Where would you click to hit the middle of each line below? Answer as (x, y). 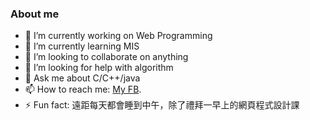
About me (35, 14)
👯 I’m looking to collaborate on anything (106, 57)
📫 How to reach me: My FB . (83, 89)
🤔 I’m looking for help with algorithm (99, 68)
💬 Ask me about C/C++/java (82, 78)
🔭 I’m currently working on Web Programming (118, 36)
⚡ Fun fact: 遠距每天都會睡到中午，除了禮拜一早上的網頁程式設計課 (162, 105)
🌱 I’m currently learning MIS (82, 46)
